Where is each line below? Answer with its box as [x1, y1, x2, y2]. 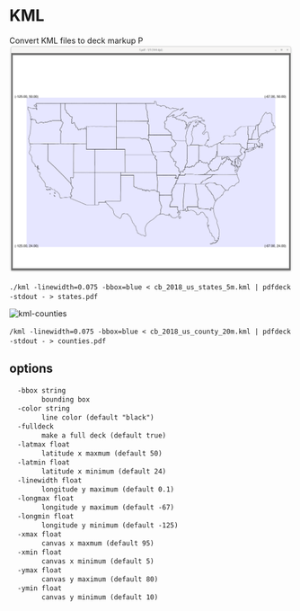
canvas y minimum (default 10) [41, 592, 159, 602]
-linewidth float [17, 475, 83, 485]
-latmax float [17, 439, 70, 449]
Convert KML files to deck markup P [9, 35, 144, 46]
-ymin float [17, 583, 63, 593]
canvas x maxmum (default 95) [41, 538, 154, 548]
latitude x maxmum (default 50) [41, 448, 163, 458]
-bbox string [17, 385, 66, 395]
